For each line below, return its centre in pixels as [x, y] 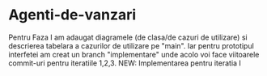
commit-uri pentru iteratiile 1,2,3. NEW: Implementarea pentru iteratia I [125, 63]
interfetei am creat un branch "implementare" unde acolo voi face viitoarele [134, 54]
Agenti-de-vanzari [72, 15]
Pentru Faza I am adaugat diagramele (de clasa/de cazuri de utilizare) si [128, 37]
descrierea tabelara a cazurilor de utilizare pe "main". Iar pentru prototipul [131, 45]
